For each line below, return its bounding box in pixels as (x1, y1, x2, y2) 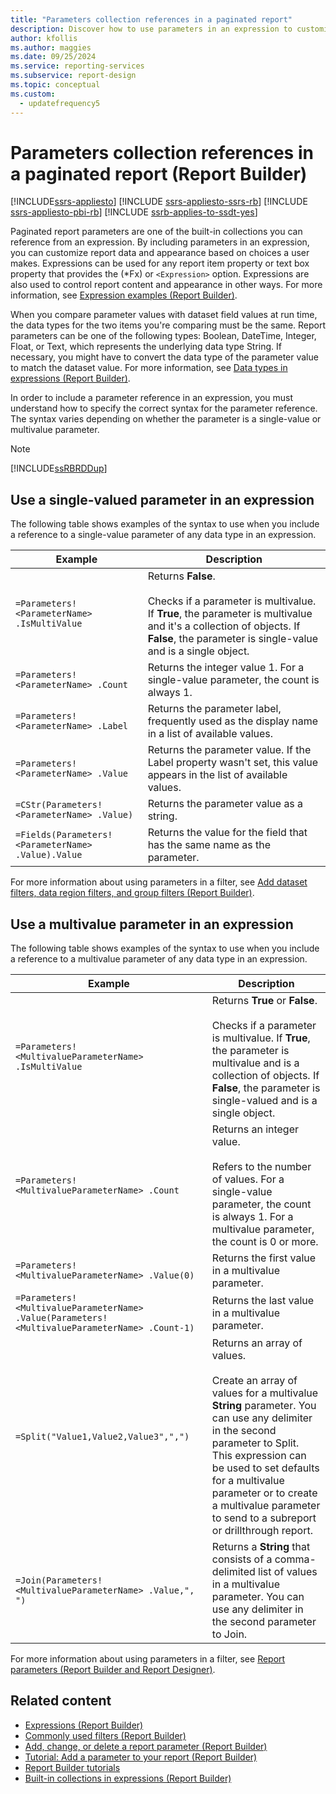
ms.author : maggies (10, 42, 92, 53)
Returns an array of (211, 1336, 303, 1350)
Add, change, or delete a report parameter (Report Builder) (24, 1740, 268, 1752)
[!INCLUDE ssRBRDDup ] (10, 462, 108, 475)
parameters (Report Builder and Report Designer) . (10, 1664, 216, 1676)
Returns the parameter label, (147, 702, 282, 716)
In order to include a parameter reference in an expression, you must (10, 392, 294, 404)
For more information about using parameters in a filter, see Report (10, 1653, 286, 1665)
